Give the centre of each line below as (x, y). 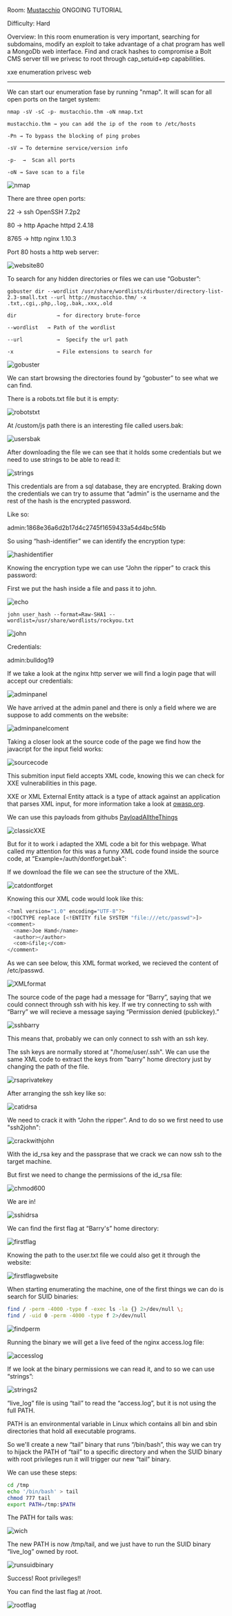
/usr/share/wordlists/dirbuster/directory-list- (153, 291)
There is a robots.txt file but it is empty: (63, 399)
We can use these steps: (42, 1472)
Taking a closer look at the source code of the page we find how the (104, 742)
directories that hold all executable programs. (72, 1431)
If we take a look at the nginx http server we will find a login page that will (112, 673)
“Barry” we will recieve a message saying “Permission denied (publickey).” (113, 1012)
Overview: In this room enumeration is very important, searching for (104, 37)
